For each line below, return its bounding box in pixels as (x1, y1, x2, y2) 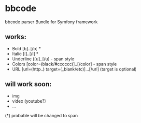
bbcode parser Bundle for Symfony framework (5, 19, 98, 25)
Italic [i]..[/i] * (12, 51, 39, 56)
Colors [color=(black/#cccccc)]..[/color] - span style (12, 61, 117, 67)
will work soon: (5, 80, 52, 88)
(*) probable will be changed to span (5, 112, 78, 118)
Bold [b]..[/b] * (12, 45, 41, 51)
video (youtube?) (12, 98, 46, 104)
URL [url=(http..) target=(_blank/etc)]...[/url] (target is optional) (12, 66, 137, 72)
